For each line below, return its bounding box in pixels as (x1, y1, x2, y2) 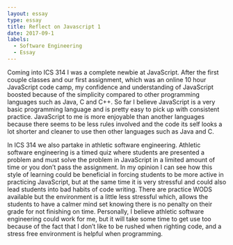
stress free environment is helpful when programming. (7, 229, 163, 237)
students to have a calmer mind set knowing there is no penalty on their (7, 200, 213, 208)
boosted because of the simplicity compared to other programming (7, 90, 200, 98)
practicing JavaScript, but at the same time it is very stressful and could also (7, 177, 227, 186)
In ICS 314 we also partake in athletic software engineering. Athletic (7, 141, 201, 149)
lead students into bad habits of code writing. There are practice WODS (7, 185, 213, 193)
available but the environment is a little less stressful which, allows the (7, 192, 209, 200)
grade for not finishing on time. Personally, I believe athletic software (7, 207, 204, 216)
